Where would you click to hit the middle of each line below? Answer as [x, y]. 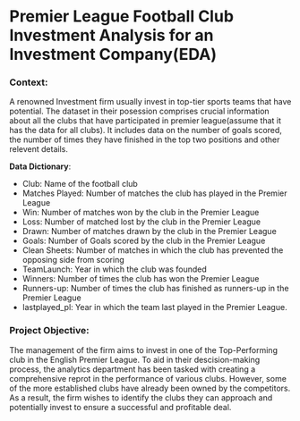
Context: [29, 82]
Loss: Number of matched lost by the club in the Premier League [141, 222]
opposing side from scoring [73, 260]
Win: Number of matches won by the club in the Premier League [141, 213]
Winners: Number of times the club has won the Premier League [141, 279]
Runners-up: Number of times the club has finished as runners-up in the [155, 289]
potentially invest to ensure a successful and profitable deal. [120, 407]
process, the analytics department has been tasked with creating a [133, 369]
